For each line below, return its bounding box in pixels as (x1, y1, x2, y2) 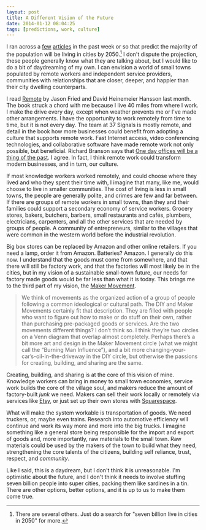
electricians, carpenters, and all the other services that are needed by (6, 217, 183, 225)
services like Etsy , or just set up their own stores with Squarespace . (6, 397, 177, 404)
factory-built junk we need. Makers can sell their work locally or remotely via (6, 391, 200, 398)
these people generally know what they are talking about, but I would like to (6, 57, 197, 64)
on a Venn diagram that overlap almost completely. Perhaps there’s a (21, 333, 195, 340)
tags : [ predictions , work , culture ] (6, 26, 100, 33)
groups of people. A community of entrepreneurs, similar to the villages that (6, 224, 198, 232)
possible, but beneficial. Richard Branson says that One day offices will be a (6, 147, 198, 154)
